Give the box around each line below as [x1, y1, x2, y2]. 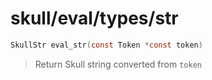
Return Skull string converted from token [34, 58, 202, 70]
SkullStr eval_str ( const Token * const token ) [10, 40, 203, 50]
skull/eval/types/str [10, 7, 179, 30]
